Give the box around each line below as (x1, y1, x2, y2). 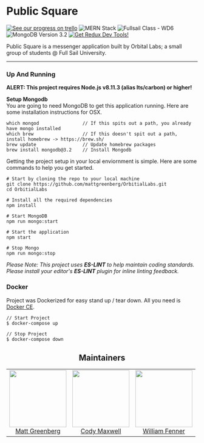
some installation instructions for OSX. (6, 108, 102, 116)
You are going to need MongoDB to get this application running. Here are (6, 102, 189, 110)
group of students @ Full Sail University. (6, 49, 107, 56)
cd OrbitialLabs (6, 187, 47, 193)
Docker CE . (6, 303, 35, 310)
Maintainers (78, 352, 126, 363)
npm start (6, 234, 32, 241)
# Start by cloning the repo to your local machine (6, 176, 140, 182)
